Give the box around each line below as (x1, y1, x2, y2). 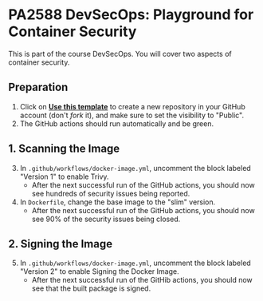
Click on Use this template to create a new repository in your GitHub (19, 101, 245, 111)
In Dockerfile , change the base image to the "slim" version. (19, 197, 216, 207)
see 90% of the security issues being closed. (31, 214, 181, 224)
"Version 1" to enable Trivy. (19, 172, 109, 181)
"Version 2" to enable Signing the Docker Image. (19, 267, 179, 276)
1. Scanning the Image (8, 142, 120, 156)
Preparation (8, 81, 69, 94)
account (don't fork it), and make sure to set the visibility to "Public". (19, 110, 245, 120)
